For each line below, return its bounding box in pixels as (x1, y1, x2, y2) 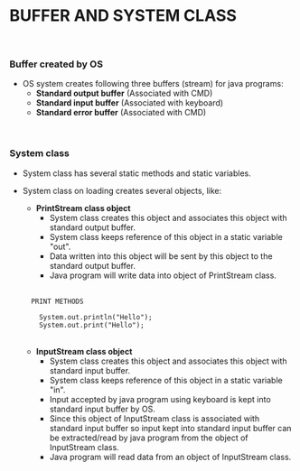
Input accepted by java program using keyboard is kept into (49, 393, 271, 404)
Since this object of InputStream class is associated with (49, 412, 260, 424)
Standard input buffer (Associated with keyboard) (35, 97, 224, 108)
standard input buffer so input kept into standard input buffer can (49, 422, 292, 433)
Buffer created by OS (9, 58, 104, 70)
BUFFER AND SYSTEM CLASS (9, 5, 238, 26)
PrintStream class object (35, 202, 131, 213)
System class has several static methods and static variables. (22, 168, 251, 179)
